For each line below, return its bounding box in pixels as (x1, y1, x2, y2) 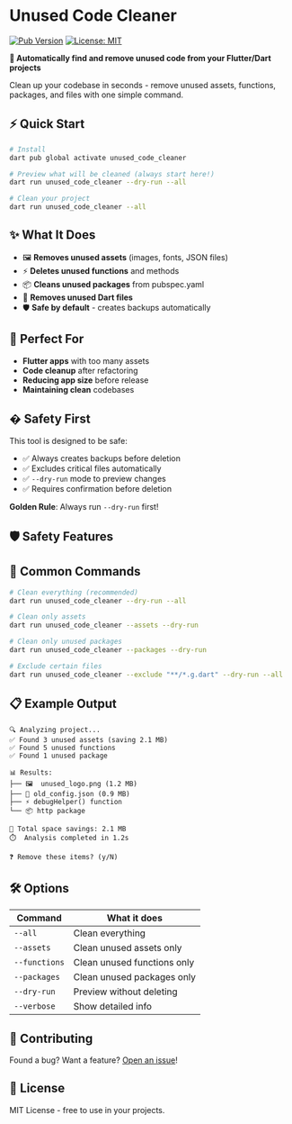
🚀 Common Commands (9, 564, 141, 579)
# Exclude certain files (9, 661, 102, 671)
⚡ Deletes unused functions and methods (22, 265, 180, 276)
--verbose (13, 1002, 56, 1011)
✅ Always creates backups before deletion (22, 453, 181, 464)
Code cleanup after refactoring (22, 365, 138, 376)
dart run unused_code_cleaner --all (9, 203, 146, 212)
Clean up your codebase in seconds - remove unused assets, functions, (9, 79, 277, 90)
